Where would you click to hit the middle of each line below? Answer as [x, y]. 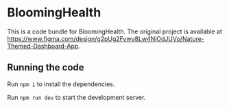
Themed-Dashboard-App [43, 46]
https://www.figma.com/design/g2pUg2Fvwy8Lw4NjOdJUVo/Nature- [106, 38]
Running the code [46, 67]
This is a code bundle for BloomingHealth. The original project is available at [115, 31]
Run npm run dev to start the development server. [76, 97]
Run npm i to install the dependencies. [61, 84]
